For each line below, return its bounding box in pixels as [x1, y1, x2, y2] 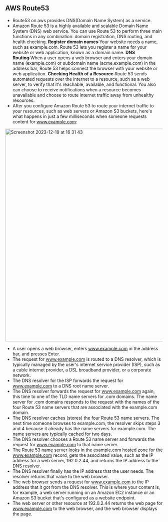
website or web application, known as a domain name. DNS [12, 49, 135, 55]
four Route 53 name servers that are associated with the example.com [12, 404, 157, 410]
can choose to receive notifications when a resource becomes [12, 86, 141, 92]
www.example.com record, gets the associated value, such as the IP [12, 452, 153, 458]
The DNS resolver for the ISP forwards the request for [12, 377, 123, 383]
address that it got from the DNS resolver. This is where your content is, [12, 484, 160, 490]
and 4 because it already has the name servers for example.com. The [12, 425, 156, 431]
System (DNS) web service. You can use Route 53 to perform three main [12, 28, 162, 34]
